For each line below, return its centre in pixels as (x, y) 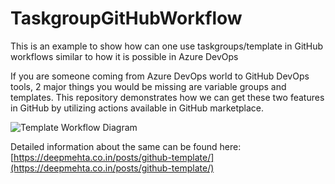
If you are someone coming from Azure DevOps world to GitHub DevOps (160, 76)
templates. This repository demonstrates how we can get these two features (167, 97)
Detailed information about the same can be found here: (126, 146)
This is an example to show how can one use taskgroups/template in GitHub (167, 46)
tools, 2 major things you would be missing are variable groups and (148, 86)
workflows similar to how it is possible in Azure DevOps (124, 56)
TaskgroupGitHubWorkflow (126, 18)
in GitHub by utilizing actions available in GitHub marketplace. (137, 108)
